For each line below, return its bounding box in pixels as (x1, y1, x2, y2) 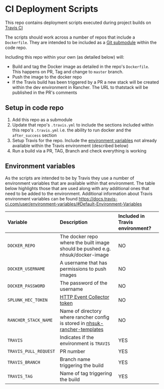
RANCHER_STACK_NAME (7, 317, 53, 323)
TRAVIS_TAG (7, 373, 33, 379)
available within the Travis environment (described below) (12, 143, 129, 149)
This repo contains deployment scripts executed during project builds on (5, 20, 151, 25)
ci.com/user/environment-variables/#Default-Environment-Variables (5, 201, 143, 207)
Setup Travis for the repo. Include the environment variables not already (12, 137, 157, 143)
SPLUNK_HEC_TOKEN (7, 297, 48, 303)
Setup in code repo (5, 104, 64, 112)
